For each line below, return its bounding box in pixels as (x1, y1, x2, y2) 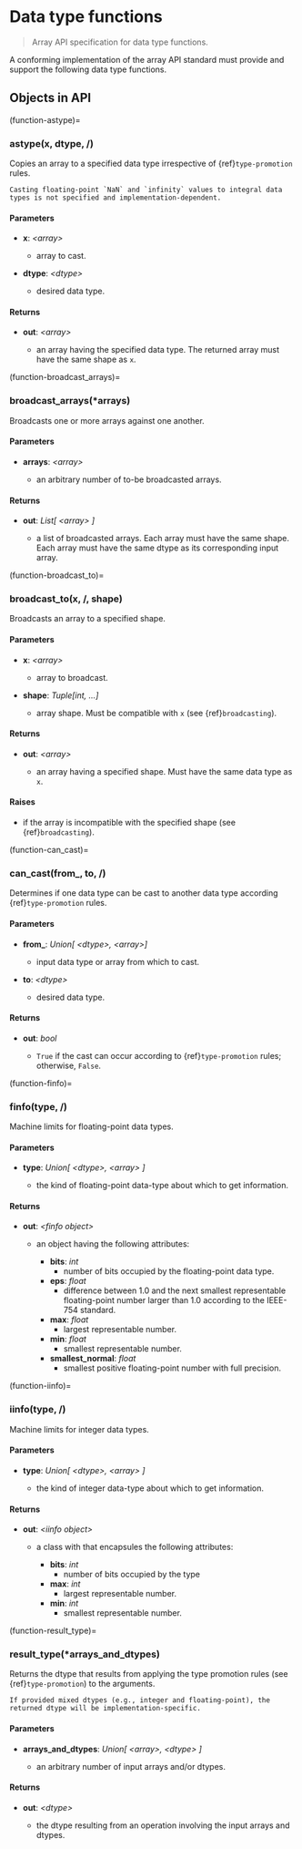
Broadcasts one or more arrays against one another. (9, 415, 205, 426)
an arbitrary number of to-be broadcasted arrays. (35, 474, 222, 485)
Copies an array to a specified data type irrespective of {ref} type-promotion (9, 158, 293, 169)
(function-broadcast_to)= (9, 570, 105, 580)
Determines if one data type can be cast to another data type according (9, 888, 279, 899)
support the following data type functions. (9, 64, 166, 75)
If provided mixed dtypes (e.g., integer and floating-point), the (9, 1696, 271, 1705)
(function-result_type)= (9, 1625, 97, 1637)
